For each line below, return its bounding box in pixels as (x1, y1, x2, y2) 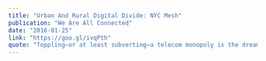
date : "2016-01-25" (8, 26, 73, 34)
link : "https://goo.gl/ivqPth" (8, 33, 112, 42)
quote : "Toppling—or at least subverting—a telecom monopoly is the (8, 41, 239, 49)
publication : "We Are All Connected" (8, 19, 133, 27)
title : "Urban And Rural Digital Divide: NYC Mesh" (8, 11, 182, 20)
